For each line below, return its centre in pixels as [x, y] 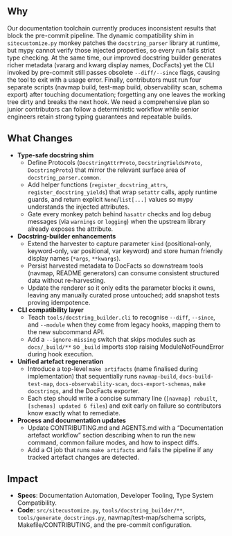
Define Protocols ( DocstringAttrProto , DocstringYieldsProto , [115, 162]
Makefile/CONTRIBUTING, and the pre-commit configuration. [105, 525]
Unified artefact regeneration [60, 361]
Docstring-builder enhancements [66, 236]
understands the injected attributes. [79, 207]
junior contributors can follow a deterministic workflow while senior [103, 109]
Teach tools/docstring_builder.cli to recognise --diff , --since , [122, 317]
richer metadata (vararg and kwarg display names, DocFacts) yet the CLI [111, 64]
